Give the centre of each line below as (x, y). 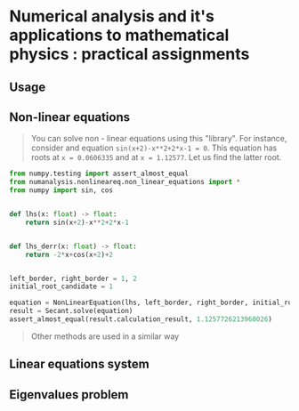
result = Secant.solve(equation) (71, 311)
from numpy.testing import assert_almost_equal (99, 174)
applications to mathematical (119, 35)
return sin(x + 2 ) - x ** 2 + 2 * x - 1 (77, 222)
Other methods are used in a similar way (105, 336)
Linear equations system (79, 364)
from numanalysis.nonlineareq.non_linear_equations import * (125, 182)
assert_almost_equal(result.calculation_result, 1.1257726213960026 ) (141, 319)
